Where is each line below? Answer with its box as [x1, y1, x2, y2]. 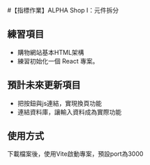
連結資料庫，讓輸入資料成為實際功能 [17, 107, 122, 116]
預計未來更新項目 [7, 79, 81, 91]
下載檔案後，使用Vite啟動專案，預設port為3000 [7, 150, 144, 158]
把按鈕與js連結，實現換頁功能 [17, 99, 103, 107]
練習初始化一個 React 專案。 [17, 56, 99, 65]
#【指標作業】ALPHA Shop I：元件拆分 [7, 6, 119, 14]
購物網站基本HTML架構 [17, 48, 84, 56]
